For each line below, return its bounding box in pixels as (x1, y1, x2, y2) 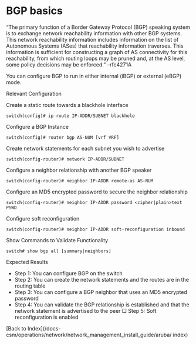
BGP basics (6, 4, 63, 18)
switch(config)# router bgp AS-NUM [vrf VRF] (6, 134, 119, 141)
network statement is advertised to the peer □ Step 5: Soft (14, 307, 157, 314)
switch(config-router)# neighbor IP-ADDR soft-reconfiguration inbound (6, 226, 185, 232)
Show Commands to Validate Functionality (6, 236, 109, 243)
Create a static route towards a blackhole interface (6, 101, 129, 108)
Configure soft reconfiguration (6, 215, 80, 222)
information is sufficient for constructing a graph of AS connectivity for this (6, 48, 188, 55)
